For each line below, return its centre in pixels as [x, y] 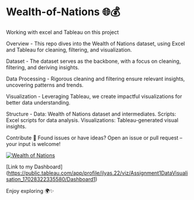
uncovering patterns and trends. [45, 85]
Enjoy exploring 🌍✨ [30, 191]
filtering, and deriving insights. [43, 67]
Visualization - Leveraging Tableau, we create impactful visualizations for [94, 96]
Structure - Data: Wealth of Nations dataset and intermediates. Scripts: [91, 114]
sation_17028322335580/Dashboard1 [51, 179]
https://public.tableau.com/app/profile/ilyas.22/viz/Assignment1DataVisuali [98, 173]
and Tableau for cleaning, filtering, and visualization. [69, 50]
